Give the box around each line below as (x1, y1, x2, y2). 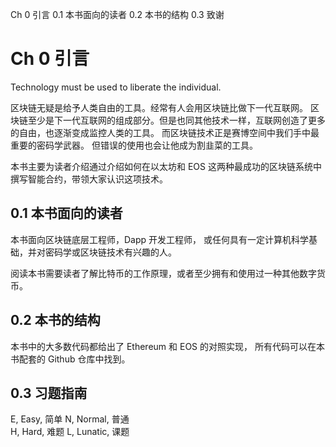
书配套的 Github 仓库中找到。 (10, 353, 131, 365)
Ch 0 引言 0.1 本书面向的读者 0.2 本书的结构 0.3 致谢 (10, 9, 225, 20)
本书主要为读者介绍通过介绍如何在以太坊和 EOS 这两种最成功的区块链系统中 (10, 160, 322, 172)
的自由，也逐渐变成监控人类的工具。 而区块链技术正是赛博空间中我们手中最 (10, 126, 320, 138)
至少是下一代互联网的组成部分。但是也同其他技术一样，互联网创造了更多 (27, 114, 326, 126)
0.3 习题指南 (10, 384, 88, 402)
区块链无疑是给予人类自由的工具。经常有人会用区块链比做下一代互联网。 (10, 101, 308, 113)
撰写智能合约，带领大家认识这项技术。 (10, 173, 168, 185)
